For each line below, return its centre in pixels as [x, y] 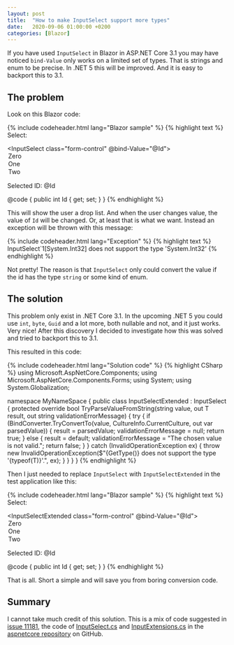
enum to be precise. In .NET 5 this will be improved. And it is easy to [105, 68]
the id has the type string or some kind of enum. [78, 277]
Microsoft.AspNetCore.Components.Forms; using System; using [100, 380]
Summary [29, 602]
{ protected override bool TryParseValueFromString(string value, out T [108, 408]
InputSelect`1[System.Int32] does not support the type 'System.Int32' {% [112, 249]
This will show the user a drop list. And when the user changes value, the [112, 213]
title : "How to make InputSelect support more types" [89, 20]
